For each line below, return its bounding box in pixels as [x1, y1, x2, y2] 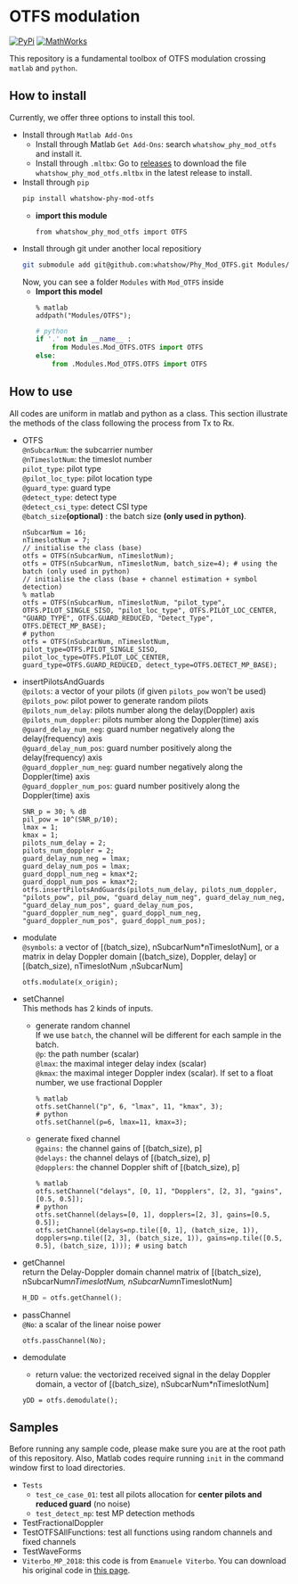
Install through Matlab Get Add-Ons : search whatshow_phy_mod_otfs [35, 138, 278, 149]
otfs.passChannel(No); [21, 1336, 107, 1345]
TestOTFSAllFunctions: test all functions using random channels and [21, 1527, 273, 1538]
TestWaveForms [21, 1546, 82, 1557]
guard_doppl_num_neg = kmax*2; [21, 870, 139, 879]
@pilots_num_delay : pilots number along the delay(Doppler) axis [21, 705, 255, 715]
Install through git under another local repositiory [21, 243, 202, 253]
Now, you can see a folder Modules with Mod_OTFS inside [21, 276, 224, 287]
